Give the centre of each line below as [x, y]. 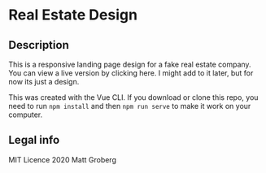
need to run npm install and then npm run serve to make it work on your [130, 106]
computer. [26, 115]
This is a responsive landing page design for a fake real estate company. [130, 64]
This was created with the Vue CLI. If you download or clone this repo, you [133, 97]
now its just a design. [44, 82]
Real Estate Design [73, 15]
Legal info [34, 140]
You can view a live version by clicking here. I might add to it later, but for [131, 73]
